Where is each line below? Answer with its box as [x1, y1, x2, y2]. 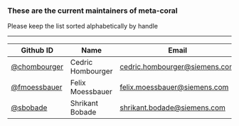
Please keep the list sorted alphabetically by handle [7, 22, 159, 31]
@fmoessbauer [11, 83, 63, 93]
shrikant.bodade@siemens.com [119, 103, 226, 112]
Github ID [21, 46, 54, 56]
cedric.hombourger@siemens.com [119, 62, 236, 72]
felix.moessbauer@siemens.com [119, 83, 229, 93]
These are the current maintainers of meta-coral [7, 6, 178, 16]
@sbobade [11, 103, 48, 112]
